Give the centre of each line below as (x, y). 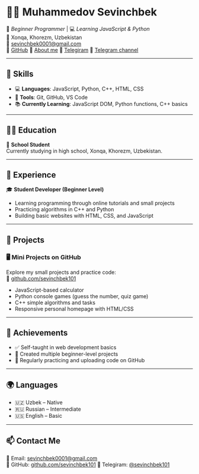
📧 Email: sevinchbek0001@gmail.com (52, 458)
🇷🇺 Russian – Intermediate (48, 409)
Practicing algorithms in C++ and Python (64, 209)
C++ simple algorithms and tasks (55, 303)
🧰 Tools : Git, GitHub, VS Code (51, 97)
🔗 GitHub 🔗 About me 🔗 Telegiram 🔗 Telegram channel (72, 50)
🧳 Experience (31, 175)
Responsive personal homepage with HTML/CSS (74, 309)
